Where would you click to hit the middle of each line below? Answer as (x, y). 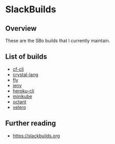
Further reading (31, 123)
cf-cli (18, 69)
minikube (22, 96)
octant (19, 101)
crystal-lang (25, 74)
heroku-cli (23, 91)
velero (19, 107)
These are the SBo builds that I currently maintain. (58, 40)
